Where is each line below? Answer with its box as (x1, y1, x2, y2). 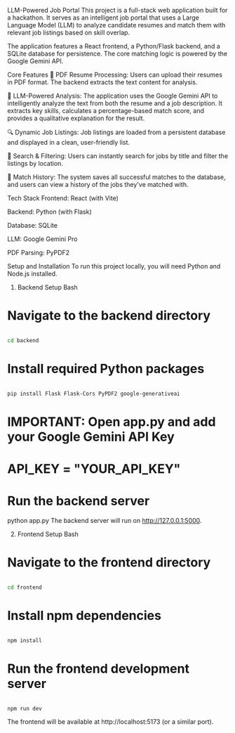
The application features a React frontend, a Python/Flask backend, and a (7, 42, 221, 50)
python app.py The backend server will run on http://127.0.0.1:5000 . (7, 516, 202, 524)
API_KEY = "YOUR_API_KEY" (7, 461, 181, 476)
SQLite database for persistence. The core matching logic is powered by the (7, 49, 228, 58)
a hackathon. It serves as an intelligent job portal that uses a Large (7, 13, 200, 22)
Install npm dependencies (7, 607, 161, 623)
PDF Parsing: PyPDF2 (7, 249, 70, 257)
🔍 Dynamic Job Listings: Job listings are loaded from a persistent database (7, 128, 226, 136)
